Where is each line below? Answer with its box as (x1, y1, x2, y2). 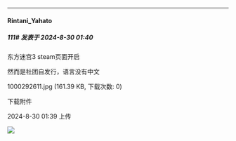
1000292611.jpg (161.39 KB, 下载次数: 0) (7, 82, 123, 90)
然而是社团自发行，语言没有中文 (7, 67, 100, 76)
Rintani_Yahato (7, 16, 53, 25)
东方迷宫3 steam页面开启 (7, 52, 80, 60)
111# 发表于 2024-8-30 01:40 (7, 33, 93, 42)
